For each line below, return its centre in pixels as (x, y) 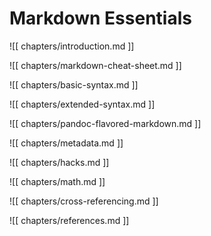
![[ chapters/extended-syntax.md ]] (82, 104)
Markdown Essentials (100, 18)
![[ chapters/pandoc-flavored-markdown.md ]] (105, 123)
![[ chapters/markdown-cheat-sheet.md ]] (95, 65)
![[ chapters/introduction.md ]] (72, 46)
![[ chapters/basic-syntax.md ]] (74, 84)
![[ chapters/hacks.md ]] (59, 162)
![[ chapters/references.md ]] (69, 220)
